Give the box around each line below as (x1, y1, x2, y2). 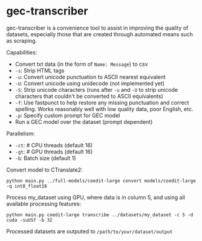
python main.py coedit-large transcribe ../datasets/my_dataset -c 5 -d (6, 211, 194, 218)
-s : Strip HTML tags (15, 66, 65, 74)
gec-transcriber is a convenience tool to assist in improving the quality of (6, 24, 189, 31)
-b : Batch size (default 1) (15, 154, 76, 161)
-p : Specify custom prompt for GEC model (15, 112, 120, 119)
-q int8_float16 (6, 183, 47, 189)
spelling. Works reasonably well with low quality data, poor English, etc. (15, 105, 194, 112)
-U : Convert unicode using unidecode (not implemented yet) (15, 80, 165, 87)
